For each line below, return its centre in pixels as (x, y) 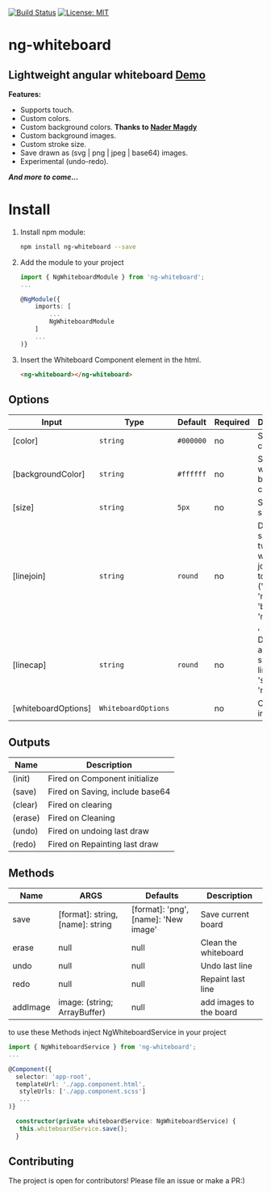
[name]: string (85, 924)
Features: (25, 94)
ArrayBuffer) (82, 1012)
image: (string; (86, 1002)
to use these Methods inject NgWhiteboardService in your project (117, 1032)
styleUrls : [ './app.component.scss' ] (83, 1092)
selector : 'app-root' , (54, 1077)
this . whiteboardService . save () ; (73, 1128)
